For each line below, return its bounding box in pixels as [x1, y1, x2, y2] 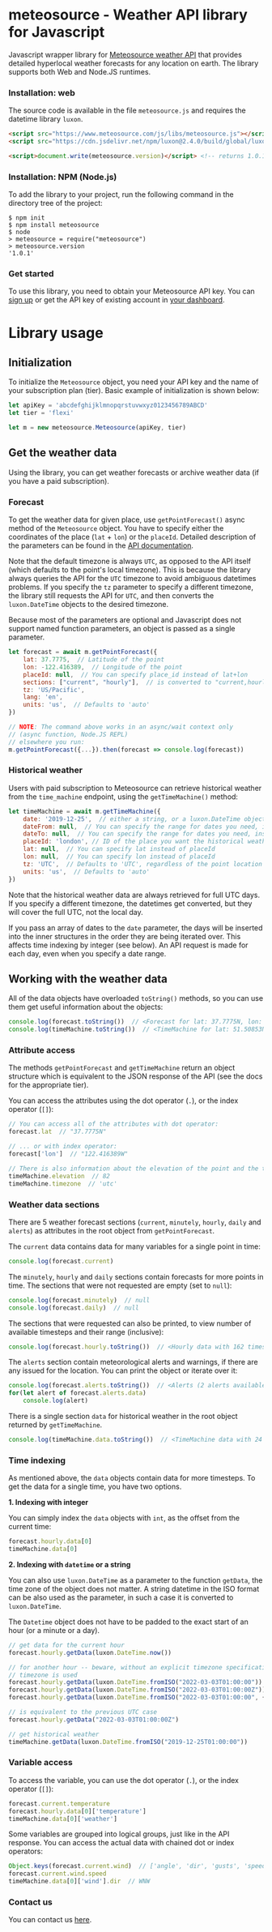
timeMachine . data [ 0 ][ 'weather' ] [8, 1814, 117, 1823]
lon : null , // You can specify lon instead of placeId [23, 853, 216, 861]
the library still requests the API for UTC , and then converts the [8, 591, 215, 601]
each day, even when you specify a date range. [8, 948, 167, 958]
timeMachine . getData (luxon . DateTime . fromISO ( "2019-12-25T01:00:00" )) [8, 1738, 249, 1746]
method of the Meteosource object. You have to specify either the [8, 524, 224, 533]
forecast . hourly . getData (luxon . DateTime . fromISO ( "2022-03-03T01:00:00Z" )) [8, 1686, 266, 1695]
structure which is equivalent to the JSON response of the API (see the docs [8, 1071, 263, 1081]
